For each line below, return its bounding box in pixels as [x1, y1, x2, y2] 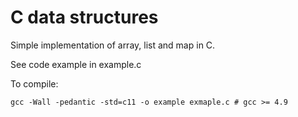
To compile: [10, 77, 59, 90]
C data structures [10, 6, 159, 29]
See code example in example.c [10, 58, 142, 70]
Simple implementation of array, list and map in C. [10, 39, 216, 51]
